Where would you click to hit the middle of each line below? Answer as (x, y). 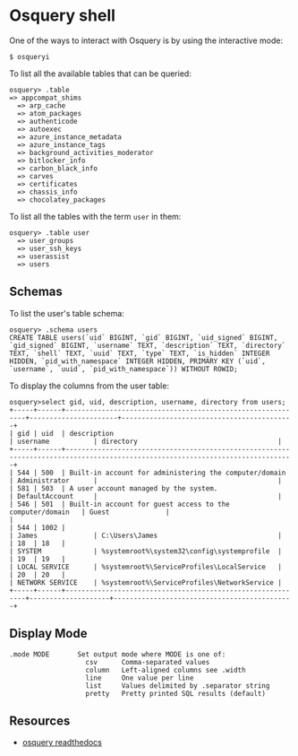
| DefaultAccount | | (145, 496)
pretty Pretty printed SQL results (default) (176, 693)
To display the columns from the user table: (89, 386)
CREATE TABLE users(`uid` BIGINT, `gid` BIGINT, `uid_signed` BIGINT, (144, 337)
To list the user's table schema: (67, 313)
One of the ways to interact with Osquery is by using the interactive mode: (146, 40)
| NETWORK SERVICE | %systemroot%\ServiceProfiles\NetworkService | (145, 582)
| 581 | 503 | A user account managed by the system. (114, 488)
